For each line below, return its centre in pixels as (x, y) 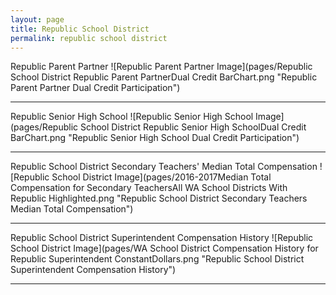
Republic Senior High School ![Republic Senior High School (132, 117)
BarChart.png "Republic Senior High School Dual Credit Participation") (155, 138)
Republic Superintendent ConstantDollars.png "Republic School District (157, 259)
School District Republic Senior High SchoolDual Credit (193, 127)
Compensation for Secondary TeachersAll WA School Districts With (149, 188)
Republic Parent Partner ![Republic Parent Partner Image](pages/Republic (161, 67)
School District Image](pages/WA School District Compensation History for (164, 248)
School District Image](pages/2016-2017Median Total (161, 177)
